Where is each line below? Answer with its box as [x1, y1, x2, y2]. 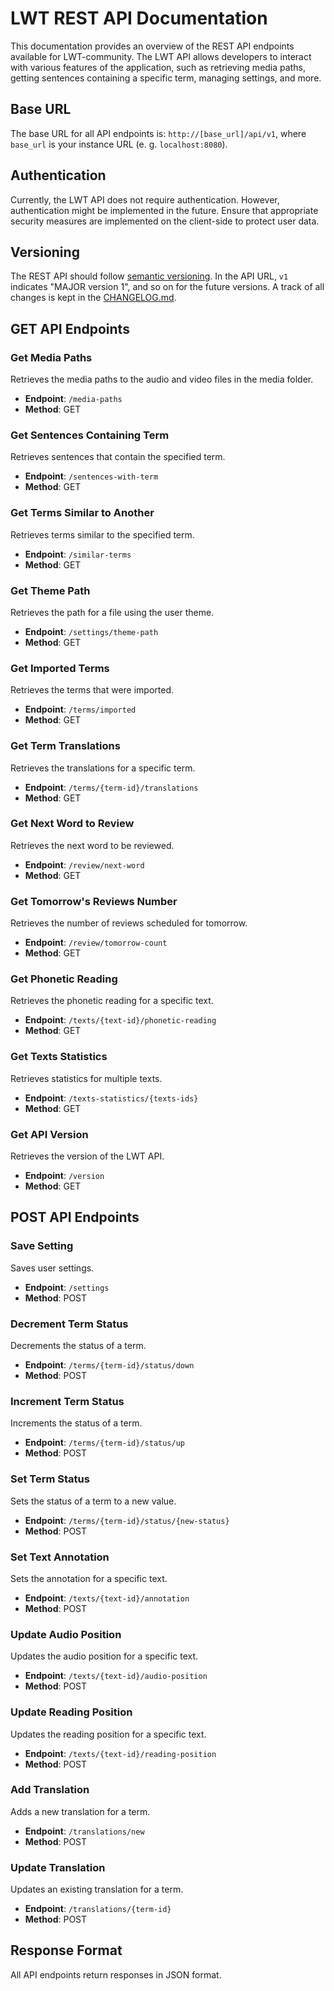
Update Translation [10, 1860, 106, 1874]
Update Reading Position [10, 1705, 133, 1719]
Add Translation [10, 1783, 90, 1797]
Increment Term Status [10, 1394, 125, 1408]
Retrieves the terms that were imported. [10, 684, 175, 696]
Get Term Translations [10, 739, 121, 753]
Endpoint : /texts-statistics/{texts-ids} [24, 1092, 199, 1104]
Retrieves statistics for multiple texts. [10, 1072, 163, 1084]
